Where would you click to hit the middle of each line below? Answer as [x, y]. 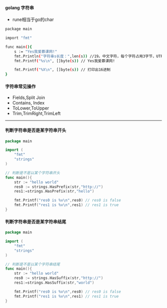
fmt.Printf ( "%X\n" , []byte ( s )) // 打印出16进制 [62, 70]
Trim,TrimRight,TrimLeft [37, 113]
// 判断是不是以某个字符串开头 [33, 173]
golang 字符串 [20, 7]
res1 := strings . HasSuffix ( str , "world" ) [54, 283]
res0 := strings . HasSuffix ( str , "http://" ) [59, 278]
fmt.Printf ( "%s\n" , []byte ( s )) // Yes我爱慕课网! [65, 61]
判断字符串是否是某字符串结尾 [36, 221]
